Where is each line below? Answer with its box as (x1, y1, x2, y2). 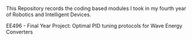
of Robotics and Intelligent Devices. (6, 11, 92, 18)
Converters (6, 28, 33, 35)
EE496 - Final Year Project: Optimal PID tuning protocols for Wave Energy (6, 23, 183, 29)
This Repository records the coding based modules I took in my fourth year (6, 5, 187, 12)
